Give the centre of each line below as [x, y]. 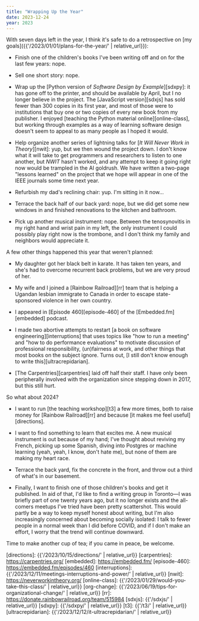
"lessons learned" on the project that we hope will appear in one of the [101, 174]
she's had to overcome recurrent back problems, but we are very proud [102, 270]
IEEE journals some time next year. [57, 181]
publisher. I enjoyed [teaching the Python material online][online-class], [102, 118]
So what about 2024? [32, 397]
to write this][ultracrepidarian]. [52, 361]
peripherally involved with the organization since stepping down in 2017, [103, 379]
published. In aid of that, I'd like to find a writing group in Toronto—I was [103, 494]
